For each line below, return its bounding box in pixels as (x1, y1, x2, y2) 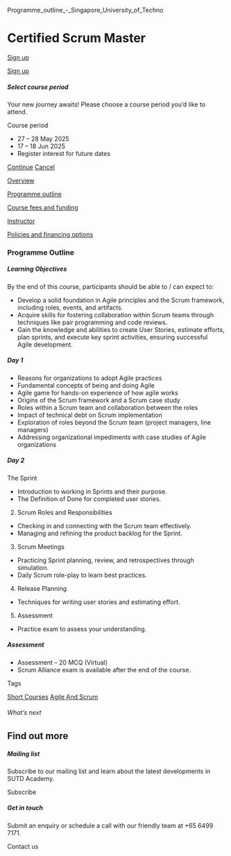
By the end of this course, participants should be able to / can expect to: (7, 282, 214, 291)
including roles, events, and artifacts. (17, 303, 123, 312)
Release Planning (17, 584, 67, 592)
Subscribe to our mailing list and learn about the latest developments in (7, 767, 211, 775)
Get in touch (7, 804, 44, 812)
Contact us (7, 842, 39, 850)
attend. (7, 107, 28, 116)
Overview (7, 176, 35, 184)
